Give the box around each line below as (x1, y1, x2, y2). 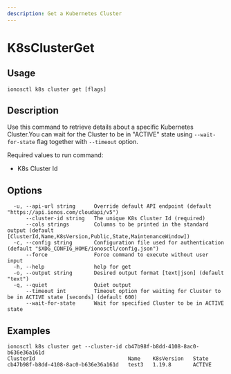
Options (7, 184, 43, 196)
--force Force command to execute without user (25, 251, 209, 258)
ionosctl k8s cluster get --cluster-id (7, 344, 122, 350)
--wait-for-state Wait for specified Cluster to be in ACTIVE (25, 300, 225, 307)
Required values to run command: (7, 151, 104, 159)
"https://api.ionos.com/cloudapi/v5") (7, 209, 119, 216)
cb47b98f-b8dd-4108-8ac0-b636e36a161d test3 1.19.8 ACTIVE (7, 362, 212, 368)
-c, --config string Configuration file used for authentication (13, 240, 225, 247)
